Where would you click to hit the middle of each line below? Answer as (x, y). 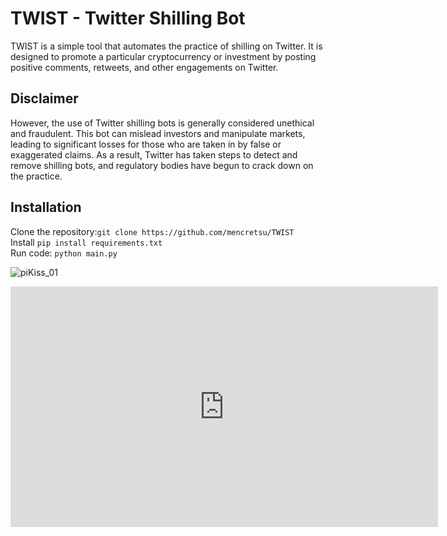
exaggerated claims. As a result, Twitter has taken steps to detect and (154, 154)
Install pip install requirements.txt (86, 242)
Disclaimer (44, 98)
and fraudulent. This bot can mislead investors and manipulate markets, (158, 133)
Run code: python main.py (64, 253)
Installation (46, 207)
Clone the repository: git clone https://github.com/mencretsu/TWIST (152, 231)
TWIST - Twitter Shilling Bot (128, 18)
